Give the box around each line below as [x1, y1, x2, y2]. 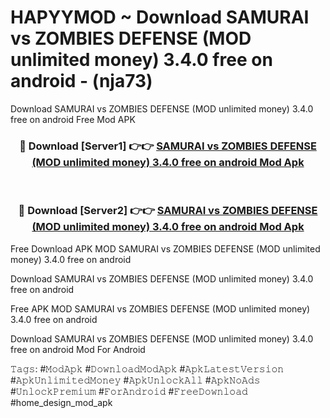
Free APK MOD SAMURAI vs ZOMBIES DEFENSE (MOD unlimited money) [10, 302, 311, 315]
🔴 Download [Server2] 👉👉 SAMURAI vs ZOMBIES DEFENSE [18, 204, 318, 218]
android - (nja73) [10, 70, 153, 93]
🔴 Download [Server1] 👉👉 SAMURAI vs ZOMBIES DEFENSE [19, 139, 317, 153]
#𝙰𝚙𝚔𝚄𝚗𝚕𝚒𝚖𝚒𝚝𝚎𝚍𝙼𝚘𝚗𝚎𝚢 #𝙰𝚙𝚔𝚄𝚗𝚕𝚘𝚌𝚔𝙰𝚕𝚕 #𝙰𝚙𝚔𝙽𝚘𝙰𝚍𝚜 [10, 374, 261, 386]
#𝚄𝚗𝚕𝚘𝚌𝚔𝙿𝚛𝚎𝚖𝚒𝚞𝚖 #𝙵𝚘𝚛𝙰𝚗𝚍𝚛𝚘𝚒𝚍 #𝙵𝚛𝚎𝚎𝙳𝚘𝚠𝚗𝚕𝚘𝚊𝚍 [10, 385, 248, 397]
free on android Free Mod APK [10, 113, 136, 125]
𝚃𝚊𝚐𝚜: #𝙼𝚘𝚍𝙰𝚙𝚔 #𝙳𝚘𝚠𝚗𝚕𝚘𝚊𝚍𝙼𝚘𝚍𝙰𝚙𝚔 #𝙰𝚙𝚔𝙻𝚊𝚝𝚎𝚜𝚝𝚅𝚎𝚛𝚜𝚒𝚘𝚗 [10, 362, 285, 375]
